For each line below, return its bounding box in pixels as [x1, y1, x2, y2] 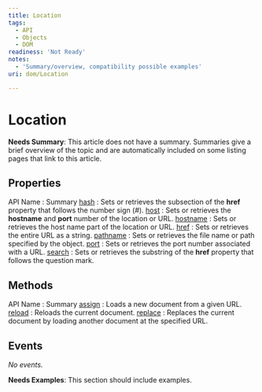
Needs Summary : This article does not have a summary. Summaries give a [8, 137, 252, 146]
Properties [8, 176, 61, 190]
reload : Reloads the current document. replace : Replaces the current [8, 308, 234, 317]
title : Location [8, 11, 61, 20]
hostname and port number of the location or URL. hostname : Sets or [8, 214, 237, 224]
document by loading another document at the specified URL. [8, 316, 208, 326]
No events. [8, 360, 43, 369]
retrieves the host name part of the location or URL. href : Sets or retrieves [8, 222, 249, 232]
